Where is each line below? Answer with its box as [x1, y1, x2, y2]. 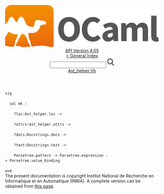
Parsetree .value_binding [9, 158, 60, 163]
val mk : [9, 101, 27, 106]
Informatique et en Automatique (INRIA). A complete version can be [5, 178, 141, 184]
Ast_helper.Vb [68, 68, 96, 74]
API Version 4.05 [65, 48, 99, 54]
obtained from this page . [5, 183, 55, 189]
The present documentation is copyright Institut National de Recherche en [5, 173, 154, 179]
